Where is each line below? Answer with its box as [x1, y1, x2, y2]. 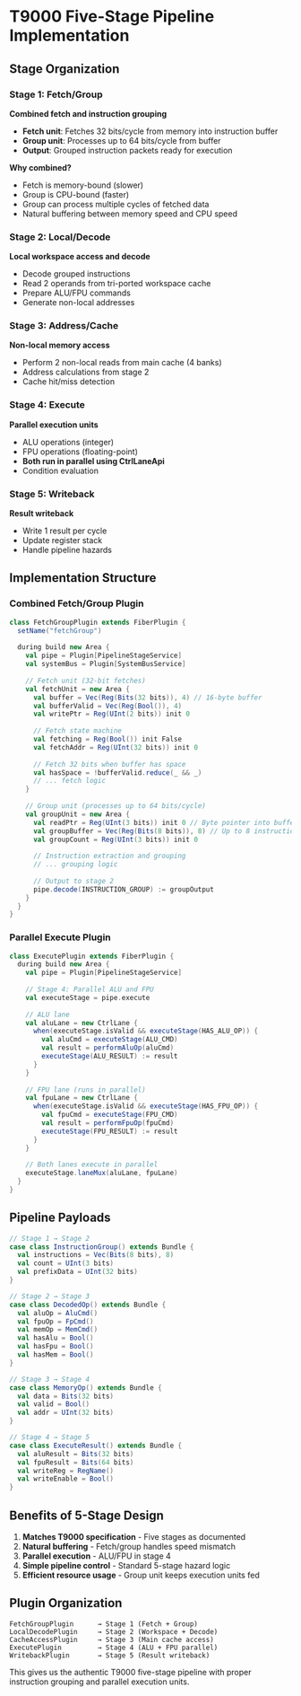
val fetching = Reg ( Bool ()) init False [32, 734, 182, 743]
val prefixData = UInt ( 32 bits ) [17, 1268, 139, 1277]
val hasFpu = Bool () [17, 1342, 94, 1351]
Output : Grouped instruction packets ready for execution [21, 145, 233, 155]
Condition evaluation [21, 465, 99, 476]
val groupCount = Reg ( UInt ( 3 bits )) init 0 [32, 835, 199, 844]
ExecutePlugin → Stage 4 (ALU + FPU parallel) [9, 1643, 219, 1652]
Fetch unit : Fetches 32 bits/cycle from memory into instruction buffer [21, 126, 279, 136]
